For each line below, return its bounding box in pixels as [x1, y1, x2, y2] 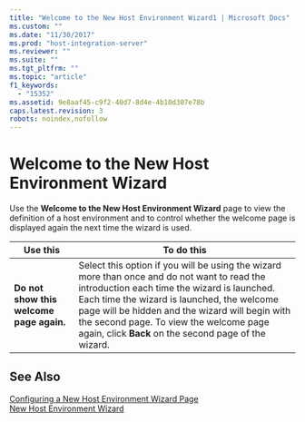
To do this [162, 244, 207, 257]
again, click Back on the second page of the [78, 328, 266, 340]
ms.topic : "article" [9, 73, 88, 82]
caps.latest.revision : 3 [9, 106, 103, 115]
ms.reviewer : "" [9, 47, 71, 56]
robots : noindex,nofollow [9, 114, 107, 123]
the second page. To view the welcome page [78, 316, 270, 329]
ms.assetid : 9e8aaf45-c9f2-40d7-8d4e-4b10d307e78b [9, 97, 205, 107]
